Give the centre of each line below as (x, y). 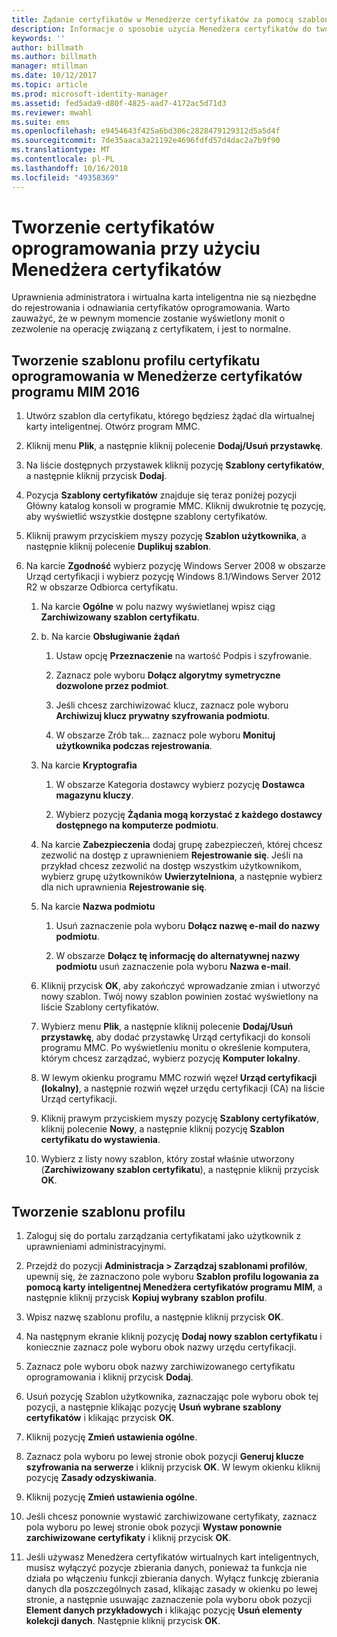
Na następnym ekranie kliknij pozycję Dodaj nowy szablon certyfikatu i (174, 1337)
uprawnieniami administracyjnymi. (96, 1247)
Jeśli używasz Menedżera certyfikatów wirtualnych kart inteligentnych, (172, 1557)
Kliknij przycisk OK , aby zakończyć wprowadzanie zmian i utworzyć (180, 986)
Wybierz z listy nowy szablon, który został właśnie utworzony (167, 1159)
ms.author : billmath (54, 57)
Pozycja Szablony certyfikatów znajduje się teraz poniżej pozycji (161, 495)
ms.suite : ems (41, 122)
